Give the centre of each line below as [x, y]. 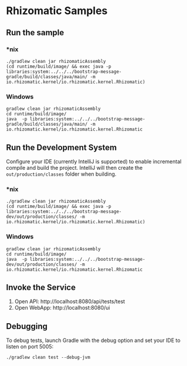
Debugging [27, 326]
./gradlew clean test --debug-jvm [48, 357]
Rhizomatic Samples [57, 11]
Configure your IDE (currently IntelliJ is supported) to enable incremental [94, 161]
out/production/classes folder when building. [61, 174]
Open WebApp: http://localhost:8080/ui [62, 308]
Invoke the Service [41, 287]
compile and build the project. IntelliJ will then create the [74, 167]
